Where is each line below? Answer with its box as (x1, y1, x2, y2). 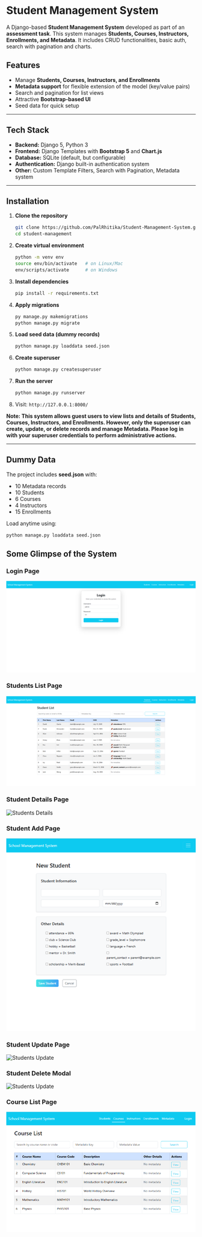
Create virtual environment (14, 242, 84, 249)
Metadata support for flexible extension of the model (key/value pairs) (14, 83, 191, 90)
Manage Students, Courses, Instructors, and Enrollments (14, 76, 161, 83)
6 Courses (14, 495, 41, 502)
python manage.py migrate (14, 320, 80, 326)
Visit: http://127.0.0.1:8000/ (14, 401, 88, 408)
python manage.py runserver (14, 390, 85, 396)
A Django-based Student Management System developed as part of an (6, 24, 185, 31)
